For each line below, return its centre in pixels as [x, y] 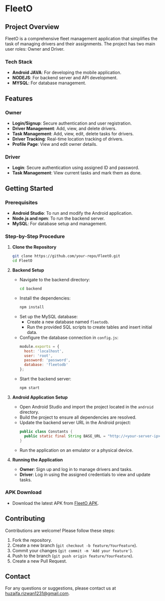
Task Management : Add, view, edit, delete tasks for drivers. [73, 134]
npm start [30, 388]
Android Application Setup [40, 397]
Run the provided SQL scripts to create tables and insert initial [89, 327]
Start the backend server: [45, 379]
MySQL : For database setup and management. [59, 223]
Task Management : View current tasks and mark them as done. [77, 173]
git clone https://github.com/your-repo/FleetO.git [66, 256]
